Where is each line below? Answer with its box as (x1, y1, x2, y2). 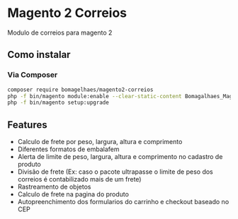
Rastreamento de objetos (17, 182, 91, 191)
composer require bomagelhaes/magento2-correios (7, 86, 154, 93)
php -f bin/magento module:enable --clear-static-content (7, 93, 182, 100)
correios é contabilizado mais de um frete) (17, 175, 142, 184)
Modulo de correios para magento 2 (7, 28, 113, 37)
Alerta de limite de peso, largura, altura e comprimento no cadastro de (17, 153, 223, 161)
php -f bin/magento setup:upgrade (7, 99, 110, 107)
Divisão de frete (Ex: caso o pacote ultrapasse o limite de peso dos (17, 167, 214, 176)
